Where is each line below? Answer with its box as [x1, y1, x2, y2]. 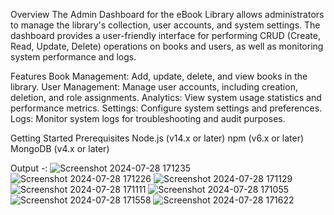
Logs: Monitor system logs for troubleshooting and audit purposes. [10, 113, 286, 124]
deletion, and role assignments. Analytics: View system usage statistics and [10, 92, 322, 103]
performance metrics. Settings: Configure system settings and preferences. [10, 102, 323, 114]
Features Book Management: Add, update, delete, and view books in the [10, 70, 308, 82]
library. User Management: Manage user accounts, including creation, [10, 81, 298, 93]
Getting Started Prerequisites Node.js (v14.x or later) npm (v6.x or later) [10, 132, 305, 144]
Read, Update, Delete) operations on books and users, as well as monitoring [10, 40, 324, 52]
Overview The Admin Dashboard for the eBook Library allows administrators [10, 9, 325, 20]
